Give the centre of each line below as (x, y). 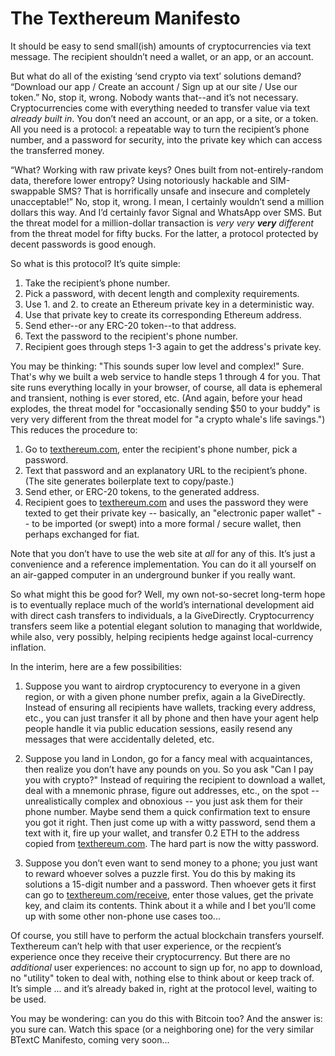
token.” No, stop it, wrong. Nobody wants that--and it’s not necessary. (154, 97)
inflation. (28, 647)
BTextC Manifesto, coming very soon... (90, 1039)
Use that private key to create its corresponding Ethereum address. (163, 314)
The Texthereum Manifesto (125, 18)
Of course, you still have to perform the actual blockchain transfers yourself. (167, 935)
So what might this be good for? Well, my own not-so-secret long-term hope (168, 594)
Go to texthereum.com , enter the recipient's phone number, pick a (161, 449)
